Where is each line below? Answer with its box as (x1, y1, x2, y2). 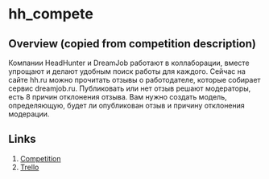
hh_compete (8, 5, 94, 23)
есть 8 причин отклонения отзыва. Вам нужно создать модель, (8, 92, 227, 101)
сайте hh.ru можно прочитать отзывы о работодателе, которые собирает (8, 75, 261, 84)
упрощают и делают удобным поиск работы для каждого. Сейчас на (8, 67, 246, 76)
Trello (19, 162, 39, 172)
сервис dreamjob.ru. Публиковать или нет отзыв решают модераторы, (8, 83, 251, 93)
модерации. (8, 109, 50, 119)
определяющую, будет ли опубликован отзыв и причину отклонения (8, 101, 246, 110)
